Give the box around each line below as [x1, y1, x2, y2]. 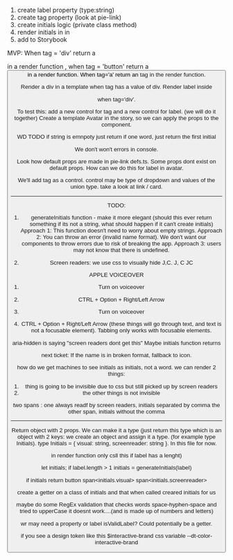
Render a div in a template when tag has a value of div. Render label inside [20, 83, 213, 91]
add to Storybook [17, 35, 67, 44]
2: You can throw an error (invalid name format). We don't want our [36, 233, 207, 241]
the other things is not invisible [83, 389, 161, 397]
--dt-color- [187, 532, 213, 539]
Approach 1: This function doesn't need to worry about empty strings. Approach [20, 227, 223, 235]
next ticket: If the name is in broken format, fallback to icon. [41, 351, 192, 359]
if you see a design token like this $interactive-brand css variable [20, 532, 186, 539]
